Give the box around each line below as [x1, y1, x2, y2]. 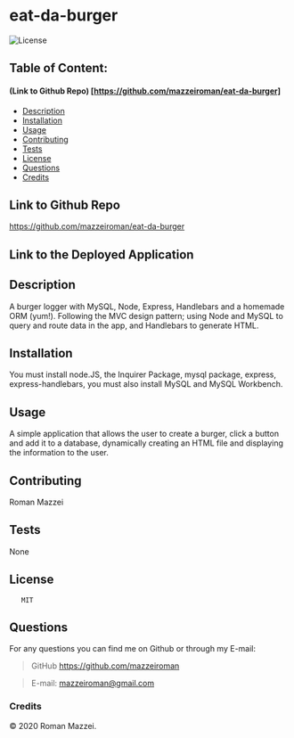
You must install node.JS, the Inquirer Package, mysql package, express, [9, 369, 276, 380]
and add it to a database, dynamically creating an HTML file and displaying [9, 438, 283, 448]
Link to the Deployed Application [9, 247, 194, 262]
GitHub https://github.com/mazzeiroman [30, 660, 180, 671]
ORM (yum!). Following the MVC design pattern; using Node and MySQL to [9, 310, 283, 321]
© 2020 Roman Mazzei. [9, 720, 97, 731]
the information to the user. [9, 447, 109, 458]
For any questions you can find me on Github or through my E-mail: [9, 644, 257, 654]
